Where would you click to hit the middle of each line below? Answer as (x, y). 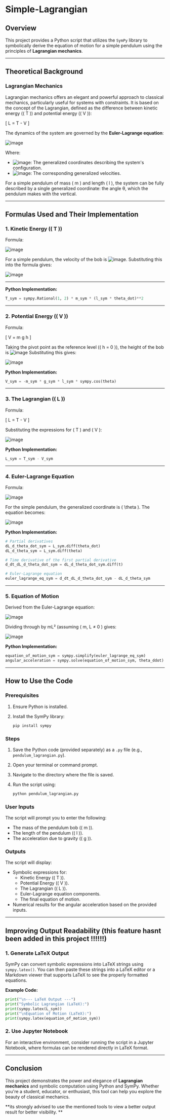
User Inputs (20, 807)
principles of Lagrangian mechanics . (44, 51)
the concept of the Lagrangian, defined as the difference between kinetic (81, 108)
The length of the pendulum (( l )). (48, 833)
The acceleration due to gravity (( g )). (52, 838)
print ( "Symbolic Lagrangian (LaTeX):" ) (47, 1004)
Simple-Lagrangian (46, 9)
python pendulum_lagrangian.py (46, 794)
